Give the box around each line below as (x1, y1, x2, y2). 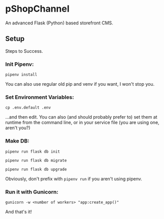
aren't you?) (5, 125, 30, 131)
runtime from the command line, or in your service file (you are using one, (5, 120, 159, 126)
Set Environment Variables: (5, 93, 75, 100)
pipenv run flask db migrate (5, 158, 67, 163)
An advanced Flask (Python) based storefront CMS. (5, 20, 113, 26)
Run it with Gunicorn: (5, 188, 58, 195)
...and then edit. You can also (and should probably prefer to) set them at (5, 114, 157, 120)
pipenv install (5, 72, 38, 78)
